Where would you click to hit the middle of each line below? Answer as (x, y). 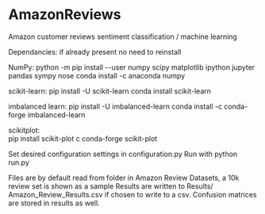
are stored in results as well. (54, 203)
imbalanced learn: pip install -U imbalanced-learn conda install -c (115, 106)
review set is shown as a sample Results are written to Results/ (111, 186)
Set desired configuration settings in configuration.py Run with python (123, 154)
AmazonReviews (65, 15)
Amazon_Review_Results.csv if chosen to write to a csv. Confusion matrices (132, 194)
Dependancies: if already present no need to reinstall (95, 52)
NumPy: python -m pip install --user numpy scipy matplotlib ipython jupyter (132, 67)
